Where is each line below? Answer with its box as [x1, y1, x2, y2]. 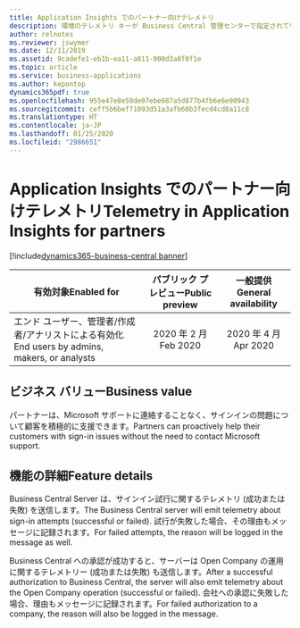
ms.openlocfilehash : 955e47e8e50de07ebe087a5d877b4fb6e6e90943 [9, 96, 250, 105]
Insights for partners [9, 221, 166, 241]
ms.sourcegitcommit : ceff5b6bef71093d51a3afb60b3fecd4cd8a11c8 [9, 105, 250, 113]
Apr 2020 [233, 339, 275, 351]
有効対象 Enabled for [33, 285, 121, 297]
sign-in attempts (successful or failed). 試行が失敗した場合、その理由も [9, 515, 271, 527]
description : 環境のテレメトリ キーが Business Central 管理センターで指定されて [9, 21, 290, 30]
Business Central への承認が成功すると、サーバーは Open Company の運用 [9, 556, 284, 566]
